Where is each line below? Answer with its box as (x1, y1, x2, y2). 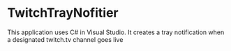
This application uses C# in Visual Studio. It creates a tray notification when (7, 28, 225, 36)
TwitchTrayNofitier (7, 5, 119, 21)
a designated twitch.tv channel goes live (7, 35, 124, 43)
